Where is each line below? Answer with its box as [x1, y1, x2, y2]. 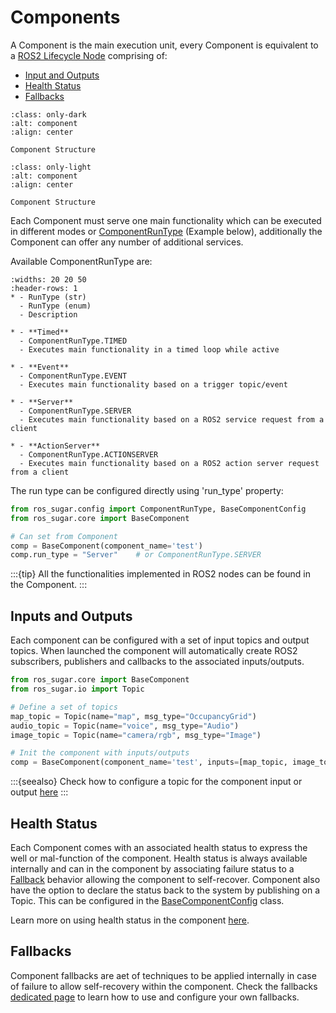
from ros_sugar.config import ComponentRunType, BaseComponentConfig [10, 504, 307, 514]
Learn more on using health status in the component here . [10, 914, 250, 926]
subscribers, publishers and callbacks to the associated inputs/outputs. [10, 656, 305, 668]
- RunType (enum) [19, 301, 92, 311]
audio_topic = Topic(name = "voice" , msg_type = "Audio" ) [10, 721, 240, 731]
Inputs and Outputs [10, 607, 133, 625]
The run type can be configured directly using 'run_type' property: [10, 484, 284, 496]
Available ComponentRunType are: [10, 255, 153, 267]
